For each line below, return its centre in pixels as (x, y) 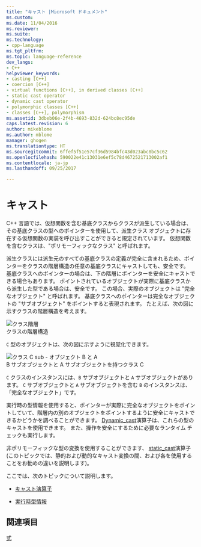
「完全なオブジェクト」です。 (43, 392)
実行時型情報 (31, 502)
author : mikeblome (29, 129)
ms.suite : (19, 34)
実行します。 (43, 435)
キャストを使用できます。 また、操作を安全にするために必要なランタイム (96, 428)
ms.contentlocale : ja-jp (37, 163)
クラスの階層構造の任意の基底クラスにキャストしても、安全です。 (108, 266)
